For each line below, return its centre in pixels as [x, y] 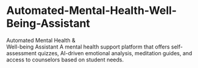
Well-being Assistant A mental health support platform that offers [88, 47]
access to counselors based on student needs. [65, 59]
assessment [21, 53]
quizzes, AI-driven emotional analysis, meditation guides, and [115, 53]
